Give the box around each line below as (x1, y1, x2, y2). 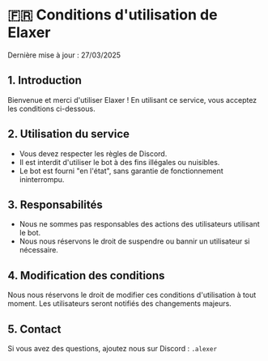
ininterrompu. (19, 174, 65, 184)
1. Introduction (7, 74, 82, 87)
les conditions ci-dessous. (7, 104, 96, 113)
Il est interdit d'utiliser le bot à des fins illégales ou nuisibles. (19, 157, 220, 167)
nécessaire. (19, 245, 58, 255)
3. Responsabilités (7, 197, 103, 211)
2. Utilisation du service (7, 127, 130, 141)
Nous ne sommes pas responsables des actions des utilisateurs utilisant (19, 219, 260, 229)
